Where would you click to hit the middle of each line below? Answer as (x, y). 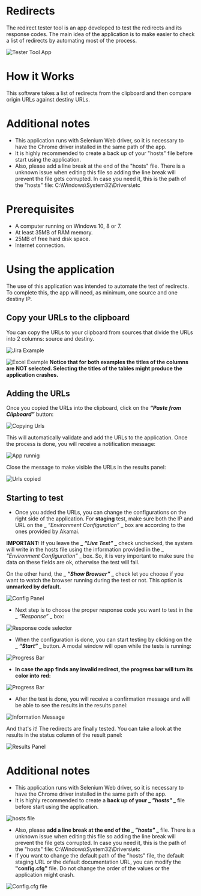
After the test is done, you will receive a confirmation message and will (102, 699)
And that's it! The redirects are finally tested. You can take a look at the (94, 729)
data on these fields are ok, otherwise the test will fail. (73, 562)
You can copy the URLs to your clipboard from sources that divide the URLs (100, 332)
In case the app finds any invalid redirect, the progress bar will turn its (104, 669)
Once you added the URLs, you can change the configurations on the (100, 513)
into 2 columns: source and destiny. (50, 338)
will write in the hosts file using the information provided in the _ (85, 550)
